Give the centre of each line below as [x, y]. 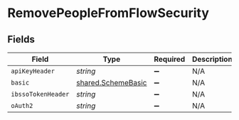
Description [212, 59]
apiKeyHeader [33, 71]
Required [170, 59]
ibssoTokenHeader [40, 94]
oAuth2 [22, 105]
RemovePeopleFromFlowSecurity [108, 13]
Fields [21, 39]
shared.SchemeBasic [111, 83]
